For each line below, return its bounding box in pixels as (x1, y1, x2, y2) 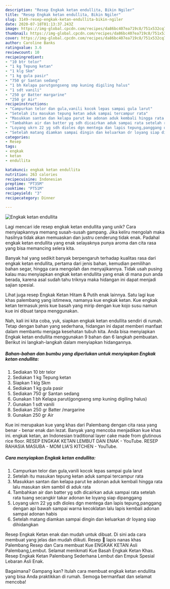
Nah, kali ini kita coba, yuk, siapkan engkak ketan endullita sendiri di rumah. (5, 318, 163, 324)
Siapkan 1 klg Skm (12, 379, 51, 385)
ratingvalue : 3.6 (5, 45, 42, 50)
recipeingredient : (5, 54, 44, 60)
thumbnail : (5, 31, 28, 36)
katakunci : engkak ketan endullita (5, 167, 80, 172)
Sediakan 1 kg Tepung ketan (12, 374, 72, 380)
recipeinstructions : (5, 102, 49, 107)
